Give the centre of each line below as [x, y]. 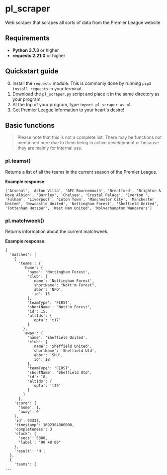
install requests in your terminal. [47, 88]
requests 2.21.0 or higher [39, 55]
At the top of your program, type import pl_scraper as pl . [72, 104]
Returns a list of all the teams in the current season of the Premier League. [81, 172]
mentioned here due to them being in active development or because [88, 143]
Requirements [27, 38]
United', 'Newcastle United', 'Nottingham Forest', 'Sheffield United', [82, 204]
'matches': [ [23, 254]
